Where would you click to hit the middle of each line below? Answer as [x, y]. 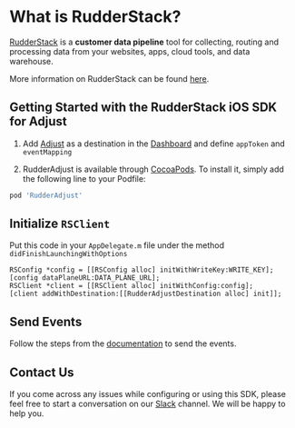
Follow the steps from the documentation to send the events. [123, 343]
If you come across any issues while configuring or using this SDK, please [147, 394]
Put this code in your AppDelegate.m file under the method [117, 245]
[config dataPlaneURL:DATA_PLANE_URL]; [85, 278]
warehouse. [32, 61]
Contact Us [42, 372]
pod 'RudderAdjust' [46, 195]
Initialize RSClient [60, 224]
